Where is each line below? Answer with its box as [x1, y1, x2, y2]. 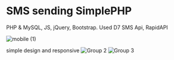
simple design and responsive [6, 46, 80, 54]
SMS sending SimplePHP [6, 4, 132, 18]
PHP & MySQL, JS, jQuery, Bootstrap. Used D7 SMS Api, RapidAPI [6, 24, 168, 31]
